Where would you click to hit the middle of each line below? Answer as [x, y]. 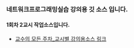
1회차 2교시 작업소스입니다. [38, 24]
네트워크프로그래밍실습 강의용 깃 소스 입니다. [67, 9]
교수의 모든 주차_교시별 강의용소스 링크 [61, 39]
